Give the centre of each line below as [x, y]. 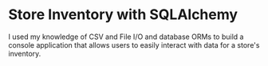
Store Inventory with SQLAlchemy [123, 15]
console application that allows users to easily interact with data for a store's [134, 45]
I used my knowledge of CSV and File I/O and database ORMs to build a [126, 37]
